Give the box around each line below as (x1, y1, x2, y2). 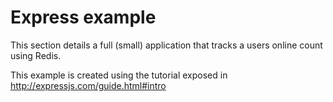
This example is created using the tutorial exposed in (10, 69, 228, 81)
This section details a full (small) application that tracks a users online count (10, 39, 323, 51)
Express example (10, 6, 157, 29)
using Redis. (10, 49, 62, 61)
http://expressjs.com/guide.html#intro (10, 79, 167, 91)
